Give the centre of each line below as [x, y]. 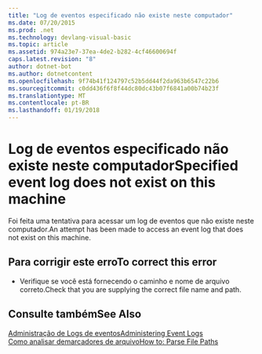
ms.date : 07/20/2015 [42, 23]
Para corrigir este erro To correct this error [113, 263]
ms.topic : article [38, 45]
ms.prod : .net [31, 30]
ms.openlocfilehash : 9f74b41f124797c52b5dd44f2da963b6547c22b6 [114, 81]
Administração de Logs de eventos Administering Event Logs [106, 333]
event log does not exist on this [112, 182]
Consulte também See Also [75, 314]
